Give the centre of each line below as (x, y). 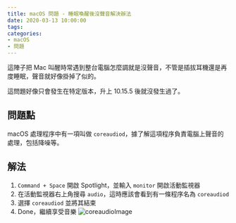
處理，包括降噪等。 (35, 142)
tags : (15, 27)
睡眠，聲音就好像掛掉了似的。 (56, 76)
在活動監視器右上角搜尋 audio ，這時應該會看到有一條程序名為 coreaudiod (123, 193)
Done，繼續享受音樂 (47, 211)
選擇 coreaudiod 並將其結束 (57, 203)
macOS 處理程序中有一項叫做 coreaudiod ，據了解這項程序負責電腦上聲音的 (116, 134)
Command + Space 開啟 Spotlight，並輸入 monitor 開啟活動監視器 (109, 185)
